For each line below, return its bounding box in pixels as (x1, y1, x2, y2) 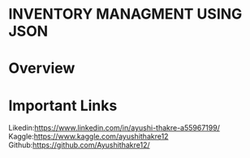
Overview (8, 59, 75, 78)
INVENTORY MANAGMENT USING (8, 5, 243, 23)
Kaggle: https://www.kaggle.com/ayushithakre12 (8, 131, 169, 142)
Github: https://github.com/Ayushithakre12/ (8, 140, 150, 150)
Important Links (8, 96, 118, 114)
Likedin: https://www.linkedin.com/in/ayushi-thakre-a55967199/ (8, 123, 221, 133)
